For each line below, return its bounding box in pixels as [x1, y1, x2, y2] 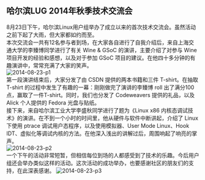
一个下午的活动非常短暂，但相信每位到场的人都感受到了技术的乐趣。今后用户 [6, 151, 199, 158]
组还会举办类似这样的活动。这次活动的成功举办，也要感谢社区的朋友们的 [6, 159, 188, 166]
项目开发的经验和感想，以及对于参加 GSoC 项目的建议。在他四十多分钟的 [6, 54, 190, 61]
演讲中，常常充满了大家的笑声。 [11, 61, 92, 69]
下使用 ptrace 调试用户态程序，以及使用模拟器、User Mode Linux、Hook [6, 122, 190, 129]
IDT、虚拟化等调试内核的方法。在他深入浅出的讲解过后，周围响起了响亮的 [6, 130, 192, 137]
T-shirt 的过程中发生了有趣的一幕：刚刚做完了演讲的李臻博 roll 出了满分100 [6, 84, 195, 91]
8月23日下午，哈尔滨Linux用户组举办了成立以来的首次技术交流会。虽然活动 [6, 23, 196, 31]
